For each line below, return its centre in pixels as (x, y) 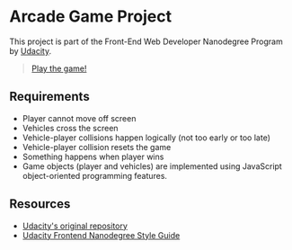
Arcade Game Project (91, 17)
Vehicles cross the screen (70, 128)
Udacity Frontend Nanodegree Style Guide (101, 235)
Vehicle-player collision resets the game (97, 147)
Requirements (49, 97)
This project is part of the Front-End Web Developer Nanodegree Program (146, 41)
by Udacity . (31, 50)
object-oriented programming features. (95, 175)
